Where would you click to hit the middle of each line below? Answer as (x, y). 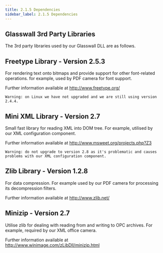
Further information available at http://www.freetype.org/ (63, 88)
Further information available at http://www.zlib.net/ (57, 197)
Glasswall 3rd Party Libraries (50, 34)
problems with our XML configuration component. (56, 156)
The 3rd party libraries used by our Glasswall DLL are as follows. (70, 46)
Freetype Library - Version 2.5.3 (55, 61)
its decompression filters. (31, 188)
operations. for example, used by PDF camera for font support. (69, 79)
